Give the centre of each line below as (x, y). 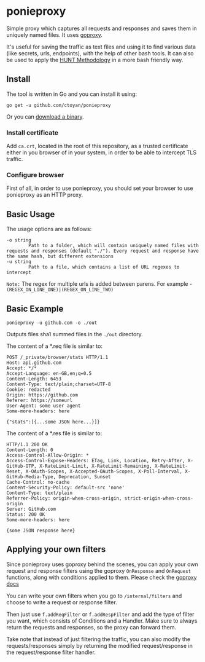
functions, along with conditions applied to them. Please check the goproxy (102, 577)
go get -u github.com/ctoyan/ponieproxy (59, 105)
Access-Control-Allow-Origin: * (48, 455)
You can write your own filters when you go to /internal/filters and (94, 596)
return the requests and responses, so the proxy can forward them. (91, 627)
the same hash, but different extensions (60, 256)
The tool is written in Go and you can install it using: (72, 94)
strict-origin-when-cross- (159, 498)
